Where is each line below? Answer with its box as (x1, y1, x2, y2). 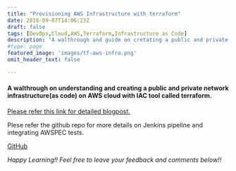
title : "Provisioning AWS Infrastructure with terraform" (7, 10, 181, 18)
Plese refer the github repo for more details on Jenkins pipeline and (7, 120, 203, 129)
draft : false (7, 23, 46, 30)
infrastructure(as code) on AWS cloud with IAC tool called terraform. (7, 91, 213, 100)
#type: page (7, 43, 42, 50)
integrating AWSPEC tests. (7, 128, 85, 137)
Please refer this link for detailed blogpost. (7, 107, 130, 115)
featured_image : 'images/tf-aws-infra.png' (7, 50, 137, 57)
